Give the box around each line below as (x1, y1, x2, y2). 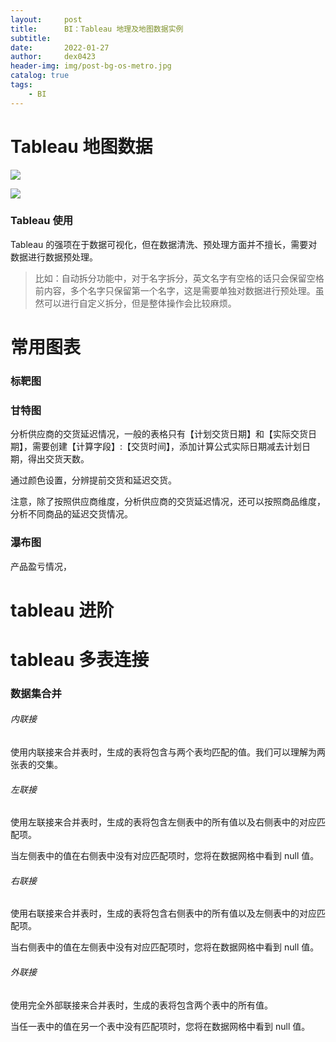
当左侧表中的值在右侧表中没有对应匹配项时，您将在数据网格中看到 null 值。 (10, 850, 320, 862)
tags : (10, 80, 33, 90)
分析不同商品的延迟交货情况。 (10, 508, 133, 520)
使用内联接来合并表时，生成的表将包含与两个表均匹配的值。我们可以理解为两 (10, 746, 326, 758)
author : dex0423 (10, 52, 97, 62)
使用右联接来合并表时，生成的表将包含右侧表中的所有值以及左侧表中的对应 (10, 907, 317, 920)
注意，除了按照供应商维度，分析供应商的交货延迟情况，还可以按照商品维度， (10, 496, 326, 508)
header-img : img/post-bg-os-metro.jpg (10, 61, 172, 71)
